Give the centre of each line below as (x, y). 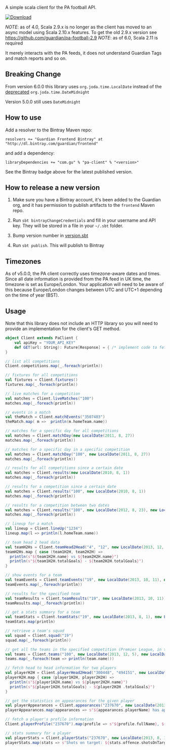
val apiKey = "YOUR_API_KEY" (45, 343)
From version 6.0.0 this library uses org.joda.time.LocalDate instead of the (83, 86)
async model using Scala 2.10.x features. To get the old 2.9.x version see (81, 32)
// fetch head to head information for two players (61, 668)
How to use (23, 118)
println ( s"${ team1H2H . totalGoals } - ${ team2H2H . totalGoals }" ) (77, 561)
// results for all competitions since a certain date (64, 468)
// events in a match (28, 412)
